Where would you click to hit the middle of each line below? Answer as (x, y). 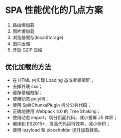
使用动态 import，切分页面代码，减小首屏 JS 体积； (65, 117)
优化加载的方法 (28, 67)
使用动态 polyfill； (31, 99)
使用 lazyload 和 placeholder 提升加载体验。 (58, 130)
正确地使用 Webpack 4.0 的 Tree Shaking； (57, 111)
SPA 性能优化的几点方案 (54, 10)
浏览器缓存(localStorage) (38, 37)
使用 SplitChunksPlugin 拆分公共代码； (52, 105)
